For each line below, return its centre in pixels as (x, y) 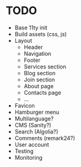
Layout (23, 40)
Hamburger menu (37, 112)
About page (39, 86)
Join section (39, 80)
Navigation (37, 53)
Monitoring (28, 157)
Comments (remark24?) (45, 138)
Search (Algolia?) (37, 132)
